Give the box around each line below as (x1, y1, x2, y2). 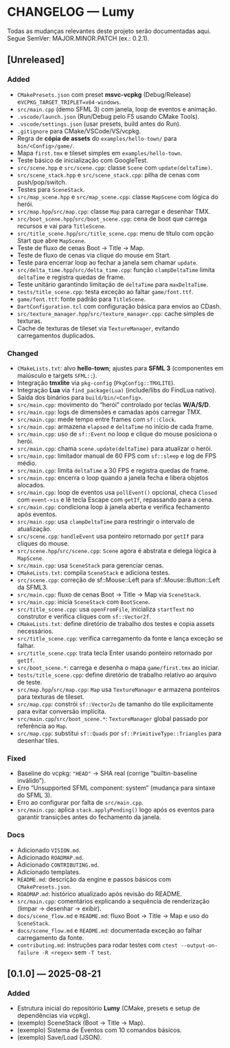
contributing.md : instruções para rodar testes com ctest (16, 941, 179, 949)
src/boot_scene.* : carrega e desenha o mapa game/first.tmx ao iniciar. (16, 663, 220, 671)
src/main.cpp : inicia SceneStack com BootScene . (16, 597, 150, 605)
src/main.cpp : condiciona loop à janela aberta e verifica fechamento (16, 502, 210, 511)
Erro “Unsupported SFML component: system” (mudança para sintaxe (16, 784, 216, 792)
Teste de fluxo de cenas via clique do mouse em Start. (16, 251, 172, 259)
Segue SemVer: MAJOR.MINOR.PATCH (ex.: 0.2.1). (7, 34, 150, 42)
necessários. (16, 627, 54, 635)
